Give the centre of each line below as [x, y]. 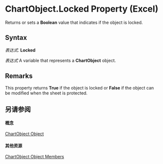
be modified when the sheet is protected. [46, 93]
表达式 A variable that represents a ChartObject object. [61, 60]
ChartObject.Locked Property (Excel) [82, 9]
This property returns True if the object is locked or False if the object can [80, 88]
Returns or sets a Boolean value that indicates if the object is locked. [74, 22]
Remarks [19, 76]
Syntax [16, 38]
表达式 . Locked [20, 50]
